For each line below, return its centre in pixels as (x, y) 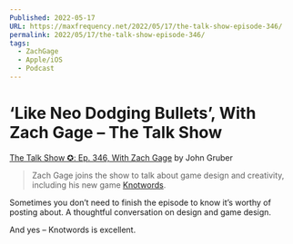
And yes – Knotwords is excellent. (73, 229)
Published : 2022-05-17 (52, 18)
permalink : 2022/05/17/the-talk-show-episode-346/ (107, 34)
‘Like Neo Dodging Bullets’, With (133, 113)
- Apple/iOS (40, 60)
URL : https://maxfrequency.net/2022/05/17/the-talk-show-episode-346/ (146, 26)
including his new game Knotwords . (99, 185)
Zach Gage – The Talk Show (116, 133)
